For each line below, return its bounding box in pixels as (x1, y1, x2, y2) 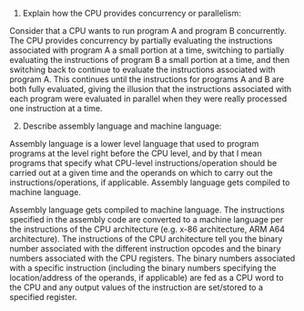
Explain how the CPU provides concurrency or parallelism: (22, 8, 241, 18)
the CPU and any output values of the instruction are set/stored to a (9, 282, 264, 293)
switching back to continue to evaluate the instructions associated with (9, 64, 276, 75)
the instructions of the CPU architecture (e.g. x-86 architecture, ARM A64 (9, 223, 285, 234)
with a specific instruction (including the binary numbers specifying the (9, 263, 277, 273)
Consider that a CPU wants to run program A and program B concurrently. (9, 26, 287, 36)
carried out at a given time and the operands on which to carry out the (9, 168, 273, 178)
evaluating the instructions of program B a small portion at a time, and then (9, 55, 290, 65)
